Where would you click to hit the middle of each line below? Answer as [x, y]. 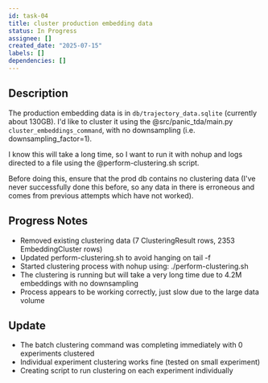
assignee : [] [30, 38]
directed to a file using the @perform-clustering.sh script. [104, 163]
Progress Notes [48, 221]
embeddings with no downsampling [79, 283]
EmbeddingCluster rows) [61, 249]
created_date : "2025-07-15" [56, 46]
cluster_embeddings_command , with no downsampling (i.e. [102, 130]
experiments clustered [57, 354]
